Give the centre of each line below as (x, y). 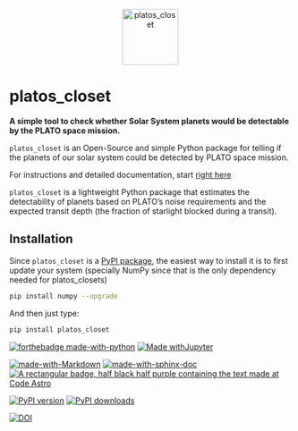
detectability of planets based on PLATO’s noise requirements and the (138, 201)
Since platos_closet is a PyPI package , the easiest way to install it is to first (149, 260)
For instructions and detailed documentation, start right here (120, 174)
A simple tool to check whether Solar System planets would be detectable (149, 121)
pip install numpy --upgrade (64, 296)
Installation (41, 239)
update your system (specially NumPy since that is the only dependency (143, 270)
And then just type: (44, 313)
